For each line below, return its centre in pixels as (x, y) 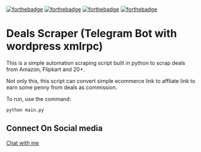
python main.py (25, 110)
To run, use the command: (39, 99)
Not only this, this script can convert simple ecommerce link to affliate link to (101, 81)
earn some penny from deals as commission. (62, 87)
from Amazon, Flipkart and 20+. (46, 69)
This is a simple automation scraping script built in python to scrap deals (96, 62)
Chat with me (22, 143)
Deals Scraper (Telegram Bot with (91, 34)
